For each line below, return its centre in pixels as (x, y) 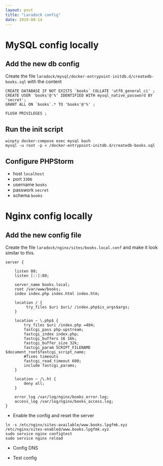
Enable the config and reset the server (53, 415)
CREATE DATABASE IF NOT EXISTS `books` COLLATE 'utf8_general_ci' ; (80, 91)
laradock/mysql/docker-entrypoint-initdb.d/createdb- (95, 77)
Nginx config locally (49, 216)
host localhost (29, 173)
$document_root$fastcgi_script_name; (46, 352)
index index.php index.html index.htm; (57, 294)
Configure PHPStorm (40, 161)
